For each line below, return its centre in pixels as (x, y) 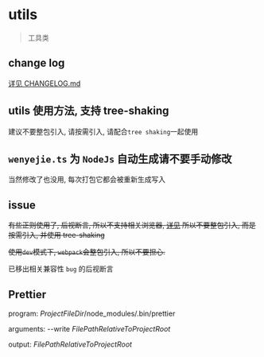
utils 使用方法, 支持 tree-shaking (89, 111)
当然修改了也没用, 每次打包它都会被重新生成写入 (87, 180)
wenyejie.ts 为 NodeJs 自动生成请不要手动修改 (120, 159)
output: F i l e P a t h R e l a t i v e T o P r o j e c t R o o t (70, 344)
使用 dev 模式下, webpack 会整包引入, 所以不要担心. (87, 252)
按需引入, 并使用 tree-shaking (56, 235)
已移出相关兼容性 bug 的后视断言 (61, 269)
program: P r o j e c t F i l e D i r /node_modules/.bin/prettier (92, 313)
